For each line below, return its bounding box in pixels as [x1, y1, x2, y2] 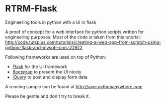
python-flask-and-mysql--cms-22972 [5, 44, 83, 50]
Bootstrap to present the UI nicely [12, 69, 82, 74]
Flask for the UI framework [12, 64, 68, 69]
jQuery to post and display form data [12, 74, 88, 80]
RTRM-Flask [5, 3, 57, 14]
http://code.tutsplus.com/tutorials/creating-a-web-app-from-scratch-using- [5, 39, 162, 45]
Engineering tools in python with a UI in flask [5, 19, 96, 25]
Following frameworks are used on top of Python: [5, 54, 106, 60]
